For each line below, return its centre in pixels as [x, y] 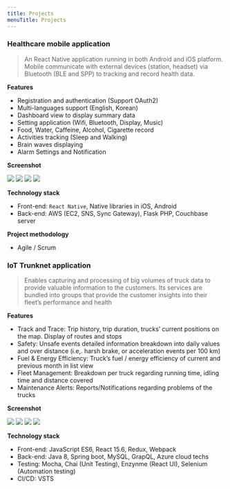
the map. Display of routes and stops [69, 337]
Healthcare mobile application [59, 44]
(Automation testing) [46, 471]
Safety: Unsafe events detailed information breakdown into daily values [118, 344]
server [26, 221]
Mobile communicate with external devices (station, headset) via [116, 66]
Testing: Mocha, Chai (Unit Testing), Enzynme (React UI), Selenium [112, 464]
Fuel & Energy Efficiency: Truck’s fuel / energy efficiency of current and [119, 359]
